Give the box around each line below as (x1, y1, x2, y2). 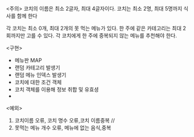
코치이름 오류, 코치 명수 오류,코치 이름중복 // (14, 117, 115, 124)
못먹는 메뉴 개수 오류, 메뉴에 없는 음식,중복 (14, 124, 112, 131)
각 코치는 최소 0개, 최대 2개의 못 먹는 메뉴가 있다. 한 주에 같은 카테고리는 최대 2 (6, 25, 186, 31)
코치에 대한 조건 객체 (14, 79, 62, 86)
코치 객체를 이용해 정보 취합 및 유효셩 (14, 86, 99, 93)
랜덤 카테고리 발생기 (14, 64, 60, 71)
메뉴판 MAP (14, 57, 42, 64)
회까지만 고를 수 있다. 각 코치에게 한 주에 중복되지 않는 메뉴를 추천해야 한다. (6, 32, 177, 39)
